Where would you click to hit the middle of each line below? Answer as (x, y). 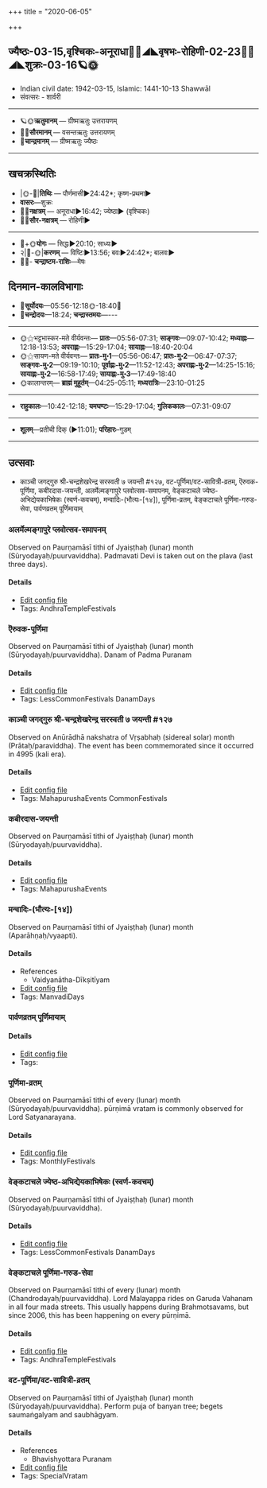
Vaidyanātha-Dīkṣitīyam (71, 979)
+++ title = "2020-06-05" (50, 12)
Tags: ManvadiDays (52, 997)
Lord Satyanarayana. (43, 1117)
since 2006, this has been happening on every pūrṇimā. (100, 1315)
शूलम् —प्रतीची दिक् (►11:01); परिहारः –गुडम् (75, 429)
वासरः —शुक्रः (36, 202)
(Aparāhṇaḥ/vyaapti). (43, 935)
